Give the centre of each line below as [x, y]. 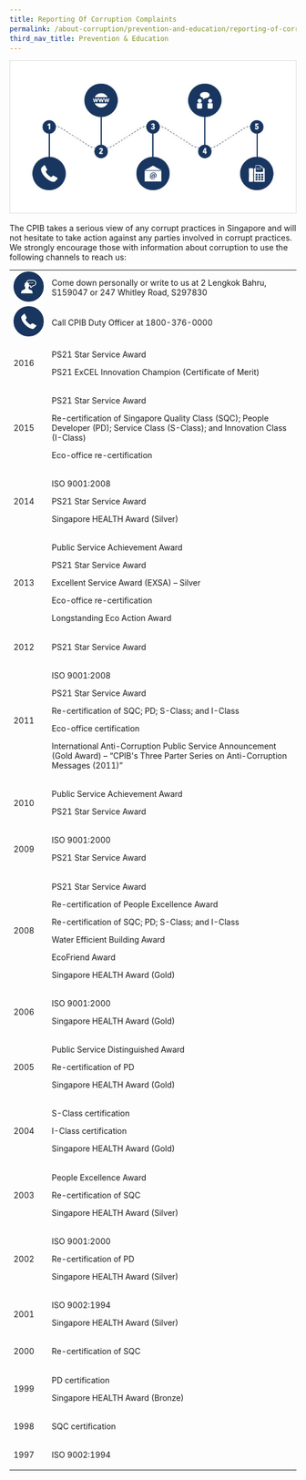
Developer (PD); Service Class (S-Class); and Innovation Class [169, 427]
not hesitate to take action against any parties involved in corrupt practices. [151, 238]
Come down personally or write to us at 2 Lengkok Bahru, [159, 282]
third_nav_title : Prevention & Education [89, 38]
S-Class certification [91, 1113]
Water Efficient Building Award [108, 939]
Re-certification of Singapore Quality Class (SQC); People [160, 418]
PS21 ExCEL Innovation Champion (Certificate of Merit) [156, 372]
